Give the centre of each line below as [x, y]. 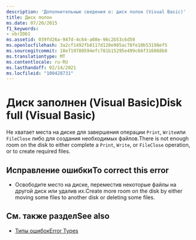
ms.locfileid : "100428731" [40, 73]
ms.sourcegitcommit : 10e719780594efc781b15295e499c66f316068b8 [87, 51]
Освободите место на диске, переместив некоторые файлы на [96, 184]
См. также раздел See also [58, 216]
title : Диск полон [29, 17]
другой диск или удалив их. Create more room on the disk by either [99, 191]
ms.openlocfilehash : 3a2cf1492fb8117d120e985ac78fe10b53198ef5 [87, 46]
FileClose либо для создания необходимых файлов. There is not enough [97, 139]
